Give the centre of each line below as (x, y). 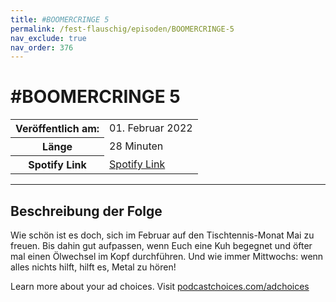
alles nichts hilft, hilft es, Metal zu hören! (93, 267)
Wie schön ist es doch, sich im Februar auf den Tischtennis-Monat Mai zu (162, 235)
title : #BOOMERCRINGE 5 (60, 19)
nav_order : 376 (42, 47)
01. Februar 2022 (151, 128)
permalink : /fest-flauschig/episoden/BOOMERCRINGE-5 (122, 29)
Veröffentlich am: (57, 129)
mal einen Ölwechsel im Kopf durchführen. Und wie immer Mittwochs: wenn (167, 256)
